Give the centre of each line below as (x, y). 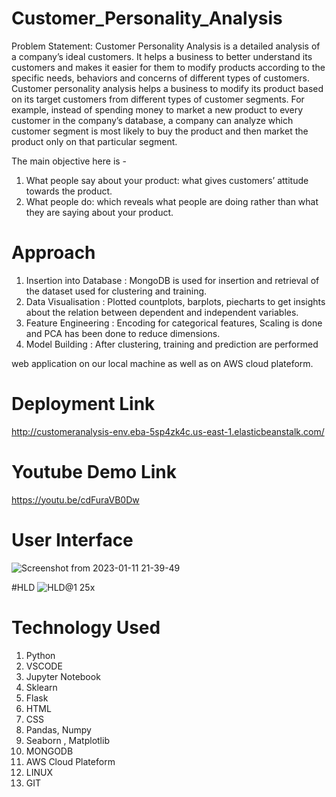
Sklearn (41, 687)
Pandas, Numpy (58, 729)
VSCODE (44, 666)
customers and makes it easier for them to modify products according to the (168, 67)
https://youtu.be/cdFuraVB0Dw (75, 499)
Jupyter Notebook (63, 676)
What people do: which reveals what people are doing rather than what (172, 201)
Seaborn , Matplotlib (67, 740)
